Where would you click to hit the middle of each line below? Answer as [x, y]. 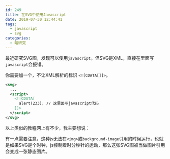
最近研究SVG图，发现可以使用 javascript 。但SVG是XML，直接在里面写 [80, 58]
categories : [18, 38]
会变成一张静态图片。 [27, 151]
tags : [11, 24]
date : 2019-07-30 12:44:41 [34, 19]
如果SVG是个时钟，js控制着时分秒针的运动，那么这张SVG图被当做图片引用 [87, 145]
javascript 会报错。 [26, 64]
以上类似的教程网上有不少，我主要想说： [48, 128]
